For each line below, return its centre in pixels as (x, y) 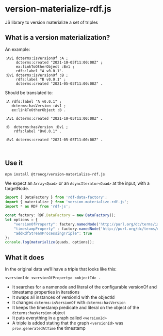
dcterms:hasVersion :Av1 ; (39, 106)
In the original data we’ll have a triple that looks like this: (61, 269)
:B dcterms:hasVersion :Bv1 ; (37, 127)
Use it (14, 163)
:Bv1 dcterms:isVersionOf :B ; (37, 75)
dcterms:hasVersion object (39, 313)
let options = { (21, 220)
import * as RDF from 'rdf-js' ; (38, 207)
